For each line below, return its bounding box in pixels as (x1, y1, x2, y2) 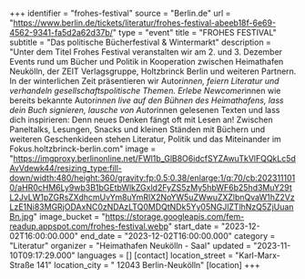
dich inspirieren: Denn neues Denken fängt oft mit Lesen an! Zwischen (9, 114, 273, 125)
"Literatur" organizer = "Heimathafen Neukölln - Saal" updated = (9, 241, 252, 251)
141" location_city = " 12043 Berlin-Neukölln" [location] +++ (36, 260, 261, 270)
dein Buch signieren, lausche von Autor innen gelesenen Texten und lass (9, 105, 280, 115)
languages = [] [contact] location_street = (76, 250, 234, 261)
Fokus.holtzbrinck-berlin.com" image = (9, 143, 157, 154)
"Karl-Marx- (235, 250, 280, 261)
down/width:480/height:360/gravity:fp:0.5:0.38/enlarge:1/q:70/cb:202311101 (9, 172, 296, 183)
